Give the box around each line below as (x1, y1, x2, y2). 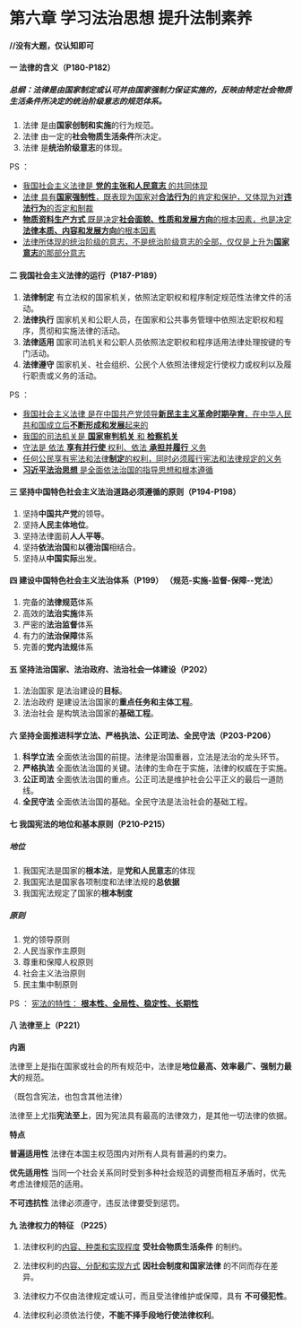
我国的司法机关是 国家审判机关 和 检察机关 (22, 430, 179, 441)
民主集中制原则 (22, 978, 78, 989)
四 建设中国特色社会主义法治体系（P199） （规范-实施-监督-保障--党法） (9, 575, 278, 586)
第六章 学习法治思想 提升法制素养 (9, 8, 253, 29)
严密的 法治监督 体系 (22, 619, 94, 630)
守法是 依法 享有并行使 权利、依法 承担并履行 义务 (22, 441, 207, 453)
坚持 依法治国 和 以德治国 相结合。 (22, 542, 141, 552)
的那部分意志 (38, 248, 86, 258)
